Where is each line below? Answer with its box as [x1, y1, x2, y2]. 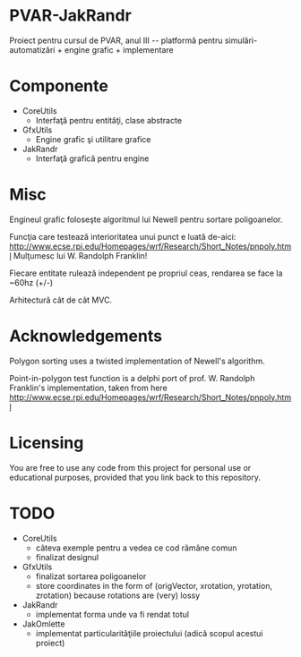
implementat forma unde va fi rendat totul [35, 609, 190, 619]
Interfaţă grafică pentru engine [35, 153, 150, 164]
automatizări [9, 44, 56, 55]
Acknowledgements [9, 326, 163, 346]
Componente [9, 76, 109, 97]
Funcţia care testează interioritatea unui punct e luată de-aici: [9, 231, 236, 242]
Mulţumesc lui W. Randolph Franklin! [13, 250, 148, 260]
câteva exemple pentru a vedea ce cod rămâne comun [35, 542, 237, 553]
